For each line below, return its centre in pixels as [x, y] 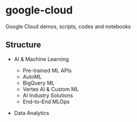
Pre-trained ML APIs [47, 70]
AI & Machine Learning [41, 59]
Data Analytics [31, 113]
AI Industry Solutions [48, 95]
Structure [23, 45]
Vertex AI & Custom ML [51, 89]
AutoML [32, 76]
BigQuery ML [39, 83]
